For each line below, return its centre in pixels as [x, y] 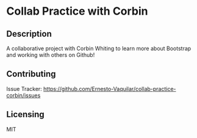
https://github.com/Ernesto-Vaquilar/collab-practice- [110, 89]
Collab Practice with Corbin [77, 11]
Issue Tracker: [24, 89]
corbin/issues [23, 95]
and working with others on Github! [51, 55]
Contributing [31, 74]
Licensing [25, 114]
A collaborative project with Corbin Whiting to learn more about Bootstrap [99, 48]
